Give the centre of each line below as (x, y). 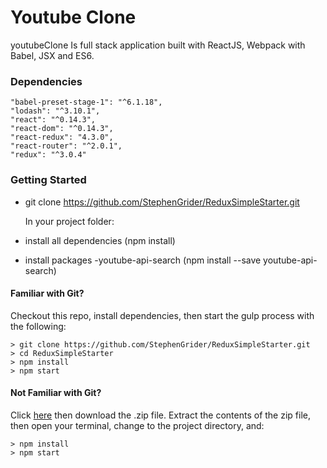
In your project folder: (69, 221)
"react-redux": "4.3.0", (62, 137)
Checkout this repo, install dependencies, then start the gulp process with (162, 315)
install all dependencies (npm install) (100, 240)
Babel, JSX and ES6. (52, 55)
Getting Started (48, 180)
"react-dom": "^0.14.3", (62, 129)
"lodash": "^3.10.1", (55, 111)
